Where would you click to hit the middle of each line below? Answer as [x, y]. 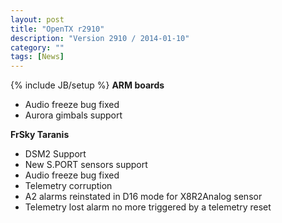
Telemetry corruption [68, 186]
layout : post [37, 19]
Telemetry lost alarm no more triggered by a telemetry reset [148, 207]
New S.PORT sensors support [86, 165]
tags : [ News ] [37, 57]
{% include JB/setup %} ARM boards [87, 85]
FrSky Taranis [40, 135]
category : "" [37, 47]
